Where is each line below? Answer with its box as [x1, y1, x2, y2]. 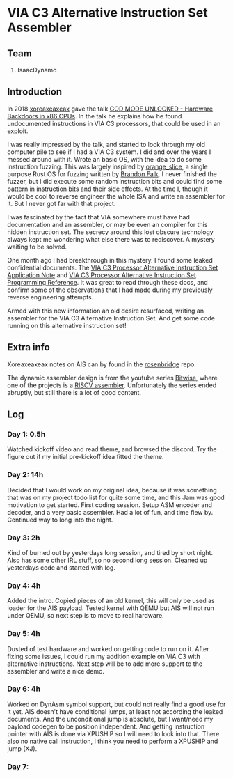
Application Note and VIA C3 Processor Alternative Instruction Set [7, 270, 197, 279]
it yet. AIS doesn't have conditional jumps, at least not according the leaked [7, 707, 223, 715]
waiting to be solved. [7, 242, 67, 251]
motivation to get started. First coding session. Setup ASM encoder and [7, 500, 212, 509]
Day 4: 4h [7, 580, 41, 590]
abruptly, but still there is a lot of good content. [7, 388, 141, 396]
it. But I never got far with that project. [7, 199, 116, 208]
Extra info [7, 341, 50, 353]
